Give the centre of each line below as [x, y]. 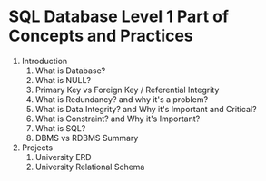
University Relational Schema [90, 167]
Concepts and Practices [101, 36]
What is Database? [70, 71]
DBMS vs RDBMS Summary [87, 138]
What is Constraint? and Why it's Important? [118, 119]
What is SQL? [60, 128]
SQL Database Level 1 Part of [118, 17]
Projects [37, 148]
